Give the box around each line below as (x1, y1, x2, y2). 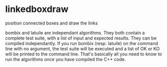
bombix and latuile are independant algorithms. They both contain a (5, 29, 145, 35)
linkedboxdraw (5, 3, 69, 15)
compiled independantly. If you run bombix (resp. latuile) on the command (5, 40, 158, 46)
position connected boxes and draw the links (5, 20, 98, 26)
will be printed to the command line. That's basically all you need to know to (5, 51, 162, 57)
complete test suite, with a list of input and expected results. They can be (5, 35, 157, 41)
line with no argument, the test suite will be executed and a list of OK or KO (5, 45, 160, 51)
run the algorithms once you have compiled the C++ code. (5, 56, 126, 62)
